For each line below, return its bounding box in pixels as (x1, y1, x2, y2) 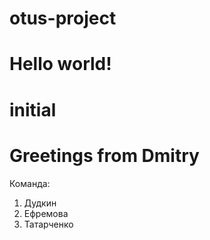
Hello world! (9, 53, 112, 76)
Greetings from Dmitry (9, 144, 200, 167)
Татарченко (23, 218, 74, 230)
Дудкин (23, 197, 57, 209)
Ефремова (23, 207, 69, 219)
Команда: (9, 177, 51, 189)
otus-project (9, 7, 117, 30)
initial (9, 98, 57, 121)
